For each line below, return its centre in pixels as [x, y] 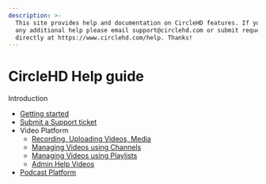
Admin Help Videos [63, 164]
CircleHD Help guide [76, 77]
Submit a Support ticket [58, 122]
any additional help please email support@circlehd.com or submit [127, 30]
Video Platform [44, 130]
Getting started [44, 114]
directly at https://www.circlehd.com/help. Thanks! [104, 38]
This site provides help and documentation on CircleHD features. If [132, 23]
